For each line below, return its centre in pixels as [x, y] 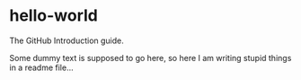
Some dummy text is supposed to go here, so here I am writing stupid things [150, 58]
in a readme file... [41, 67]
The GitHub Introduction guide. [66, 40]
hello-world [54, 16]
